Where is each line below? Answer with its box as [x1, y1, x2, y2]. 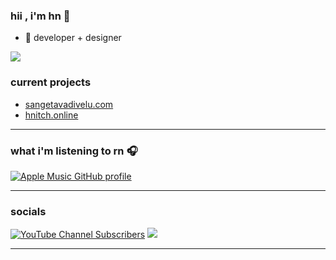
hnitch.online [24, 109, 79, 121]
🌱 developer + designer [24, 32, 122, 44]
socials [10, 204, 47, 218]
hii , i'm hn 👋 [10, 9, 71, 23]
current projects [10, 75, 92, 89]
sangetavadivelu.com [24, 98, 114, 110]
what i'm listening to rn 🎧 [10, 144, 138, 158]
